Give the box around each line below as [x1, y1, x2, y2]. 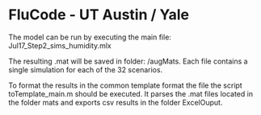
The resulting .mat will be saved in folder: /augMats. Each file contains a [8, 56, 248, 66]
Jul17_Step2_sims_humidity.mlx [8, 40, 112, 50]
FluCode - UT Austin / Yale [8, 6, 190, 24]
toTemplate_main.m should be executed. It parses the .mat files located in [8, 88, 253, 98]
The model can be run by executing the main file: [8, 32, 172, 42]
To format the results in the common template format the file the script [8, 80, 242, 90]
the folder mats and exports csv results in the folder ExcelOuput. [8, 97, 223, 107]
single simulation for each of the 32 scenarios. [8, 64, 163, 74]
